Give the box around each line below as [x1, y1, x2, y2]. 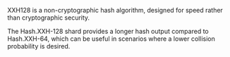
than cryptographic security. [7, 13, 90, 22]
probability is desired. [7, 42, 71, 50]
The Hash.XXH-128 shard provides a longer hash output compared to [7, 27, 210, 35]
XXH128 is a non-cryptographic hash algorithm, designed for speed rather [7, 6, 224, 14]
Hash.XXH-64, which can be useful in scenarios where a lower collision [7, 34, 215, 43]
